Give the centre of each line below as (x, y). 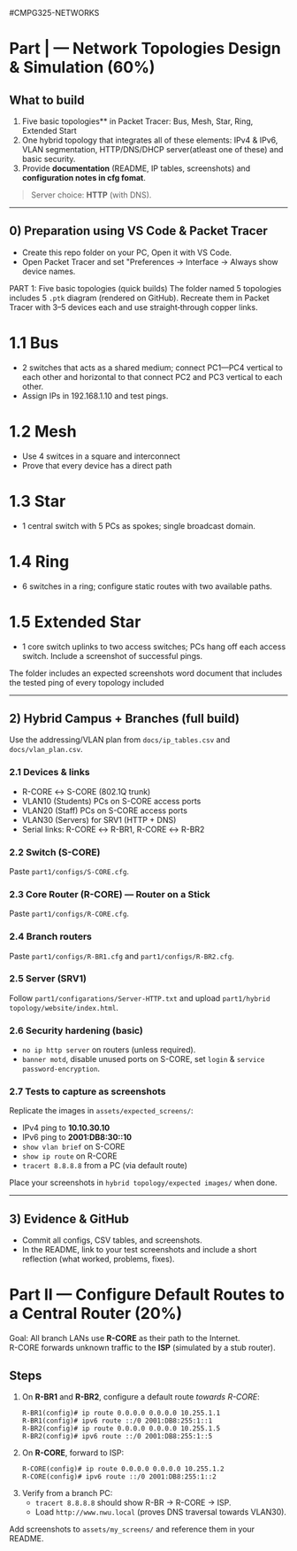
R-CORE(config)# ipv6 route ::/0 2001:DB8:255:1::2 (119, 1477)
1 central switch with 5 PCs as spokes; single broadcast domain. (139, 525)
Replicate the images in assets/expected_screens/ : (101, 1111)
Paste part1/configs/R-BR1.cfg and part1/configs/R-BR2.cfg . (122, 956)
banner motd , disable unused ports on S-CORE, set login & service (143, 1059)
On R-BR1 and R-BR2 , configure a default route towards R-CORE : (141, 1396)
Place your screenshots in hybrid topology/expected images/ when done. (143, 1183)
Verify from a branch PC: (67, 1493)
